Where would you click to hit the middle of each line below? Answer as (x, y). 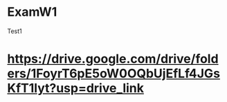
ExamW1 (32, 12)
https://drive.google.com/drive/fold (113, 59)
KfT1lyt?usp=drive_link (75, 89)
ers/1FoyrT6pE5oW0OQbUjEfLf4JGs (113, 74)
